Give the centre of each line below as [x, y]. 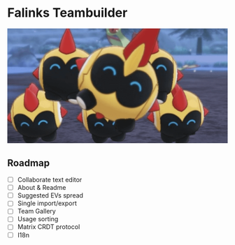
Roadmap [29, 163]
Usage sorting [38, 219]
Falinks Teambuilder [67, 13]
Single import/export [47, 203]
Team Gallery [36, 211]
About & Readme [42, 188]
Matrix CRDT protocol [49, 227]
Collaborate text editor [50, 180]
